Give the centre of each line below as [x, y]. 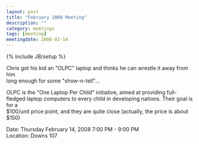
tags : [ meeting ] [26, 34]
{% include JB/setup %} [36, 56]
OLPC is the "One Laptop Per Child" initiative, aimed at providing [86, 92]
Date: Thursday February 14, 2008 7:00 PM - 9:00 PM [73, 129]
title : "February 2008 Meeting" [46, 17]
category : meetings [31, 28]
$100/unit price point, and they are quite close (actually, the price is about [97, 111]
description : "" [26, 23]
